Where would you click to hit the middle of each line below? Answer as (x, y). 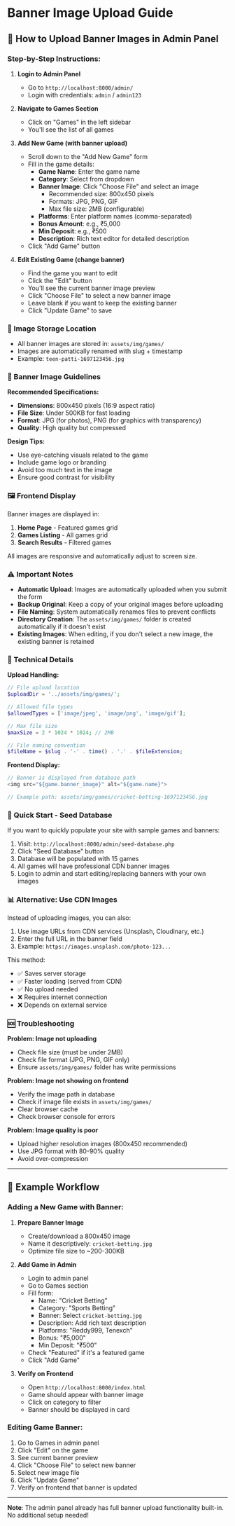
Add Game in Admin (47, 1264)
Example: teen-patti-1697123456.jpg (71, 359)
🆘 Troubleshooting (41, 1023)
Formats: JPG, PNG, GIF (83, 201)
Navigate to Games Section (58, 108)
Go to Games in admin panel (58, 1443)
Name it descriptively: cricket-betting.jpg (90, 1243)
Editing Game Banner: (45, 1427)
